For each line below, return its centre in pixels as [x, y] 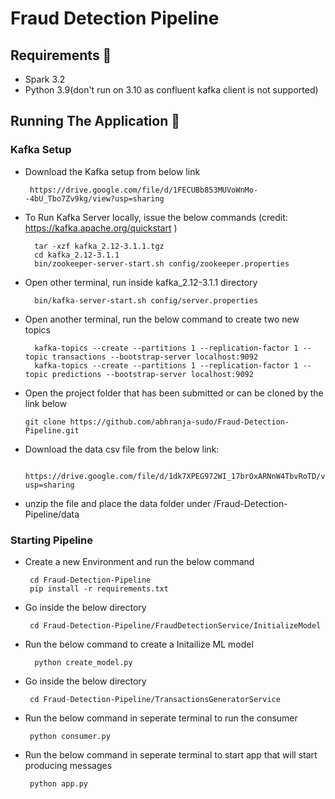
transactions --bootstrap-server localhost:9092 [155, 357]
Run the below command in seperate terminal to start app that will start [171, 754]
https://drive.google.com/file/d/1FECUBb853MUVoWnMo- [144, 190]
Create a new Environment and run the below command [139, 561]
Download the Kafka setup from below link [112, 171]
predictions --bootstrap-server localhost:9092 [152, 374]
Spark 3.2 [45, 79]
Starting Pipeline [51, 540]
